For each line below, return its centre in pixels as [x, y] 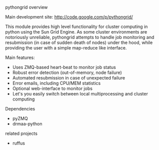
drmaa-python [27, 124]
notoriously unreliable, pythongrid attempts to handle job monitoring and [80, 37]
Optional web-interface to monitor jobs [52, 88]
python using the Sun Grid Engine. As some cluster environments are [76, 32]
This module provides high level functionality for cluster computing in [76, 26]
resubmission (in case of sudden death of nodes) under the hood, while [79, 42]
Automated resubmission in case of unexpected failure [69, 78]
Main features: [20, 57]
